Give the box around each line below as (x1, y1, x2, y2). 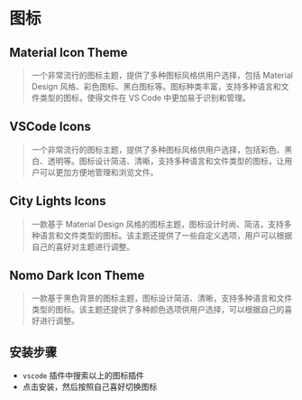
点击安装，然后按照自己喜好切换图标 (22, 381, 158, 393)
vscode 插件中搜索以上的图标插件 (22, 370, 144, 381)
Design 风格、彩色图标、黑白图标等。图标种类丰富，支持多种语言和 (31, 81, 281, 91)
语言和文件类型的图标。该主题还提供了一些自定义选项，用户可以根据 (39, 229, 293, 240)
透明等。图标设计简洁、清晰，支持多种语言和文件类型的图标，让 (47, 155, 285, 166)
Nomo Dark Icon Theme (9, 268, 145, 284)
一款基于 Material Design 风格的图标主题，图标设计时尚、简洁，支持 (31, 219, 284, 229)
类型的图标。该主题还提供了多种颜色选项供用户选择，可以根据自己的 (31, 304, 285, 315)
